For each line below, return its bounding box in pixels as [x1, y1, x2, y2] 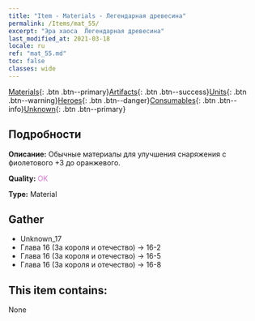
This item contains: [8, 283, 108, 297]
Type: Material [8, 189, 57, 199]
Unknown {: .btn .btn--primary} [23, 104, 126, 113]
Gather [8, 212, 45, 226]
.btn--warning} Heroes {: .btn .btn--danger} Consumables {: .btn [8, 95, 216, 105]
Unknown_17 [19, 234, 62, 244]
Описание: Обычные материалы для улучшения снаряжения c [8, 149, 227, 159]
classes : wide [8, 65, 57, 73]
